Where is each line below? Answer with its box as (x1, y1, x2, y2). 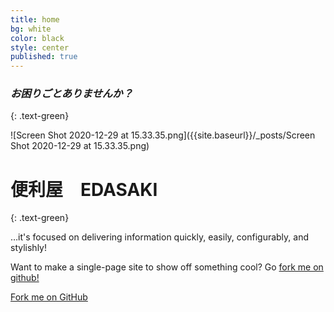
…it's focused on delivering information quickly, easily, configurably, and (10, 231, 310, 243)
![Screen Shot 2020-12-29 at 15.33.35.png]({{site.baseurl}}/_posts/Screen (10, 129, 316, 141)
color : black (10, 33, 65, 43)
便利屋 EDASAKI (10, 178, 158, 201)
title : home (10, 14, 60, 25)
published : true (10, 52, 78, 62)
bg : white (10, 24, 52, 34)
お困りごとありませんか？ (10, 87, 133, 101)
